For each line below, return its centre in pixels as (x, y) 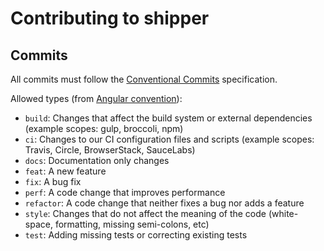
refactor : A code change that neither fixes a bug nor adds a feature (164, 203)
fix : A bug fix (53, 181)
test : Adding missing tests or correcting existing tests (136, 235)
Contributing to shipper (110, 18)
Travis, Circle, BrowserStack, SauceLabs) (110, 150)
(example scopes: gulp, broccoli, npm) (104, 128)
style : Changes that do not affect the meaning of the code (145, 213)
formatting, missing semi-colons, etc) (132, 224)
